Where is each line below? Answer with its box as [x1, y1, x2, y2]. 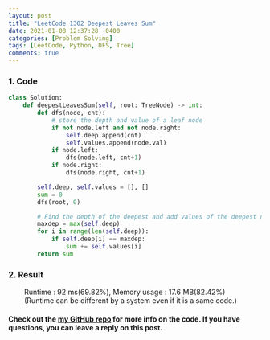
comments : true [8, 49, 59, 57]
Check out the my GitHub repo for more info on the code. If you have [8, 314, 241, 324]
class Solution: [8, 94, 63, 102]
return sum [37, 250, 74, 258]
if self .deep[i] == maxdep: [51, 235, 146, 244]
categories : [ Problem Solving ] [8, 34, 113, 43]
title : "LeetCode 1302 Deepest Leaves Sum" [8, 19, 157, 27]
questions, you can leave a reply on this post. [8, 322, 163, 332]
